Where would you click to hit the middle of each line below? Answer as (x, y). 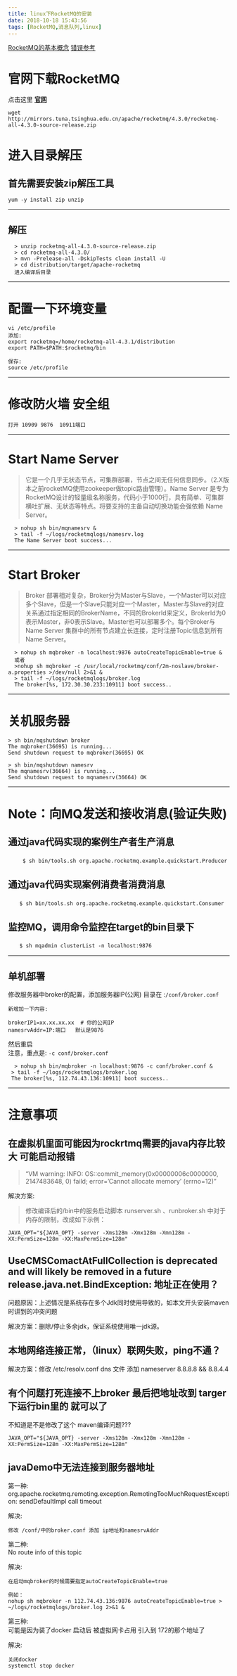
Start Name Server (63, 460)
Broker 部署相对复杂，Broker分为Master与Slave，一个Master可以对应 (126, 595)
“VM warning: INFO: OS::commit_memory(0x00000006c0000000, (122, 1174)
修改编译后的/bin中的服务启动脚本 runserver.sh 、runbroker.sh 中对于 (126, 1211)
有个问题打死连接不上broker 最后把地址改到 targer (117, 1393)
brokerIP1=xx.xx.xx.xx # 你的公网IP (61, 1023)
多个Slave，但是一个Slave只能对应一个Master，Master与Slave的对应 (124, 604)
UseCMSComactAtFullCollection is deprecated (113, 1261)
